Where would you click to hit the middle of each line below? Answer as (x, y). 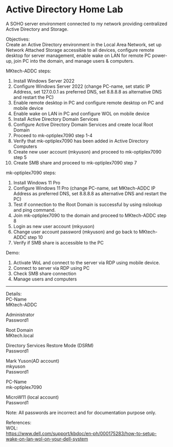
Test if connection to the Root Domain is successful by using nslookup (88, 204)
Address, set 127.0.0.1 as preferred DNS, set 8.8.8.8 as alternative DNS (88, 91)
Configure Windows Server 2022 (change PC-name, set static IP (82, 86)
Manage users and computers (45, 279)
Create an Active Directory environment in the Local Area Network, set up (84, 44)
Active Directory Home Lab (65, 10)
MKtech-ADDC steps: (28, 71)
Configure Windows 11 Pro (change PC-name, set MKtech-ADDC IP (84, 188)
